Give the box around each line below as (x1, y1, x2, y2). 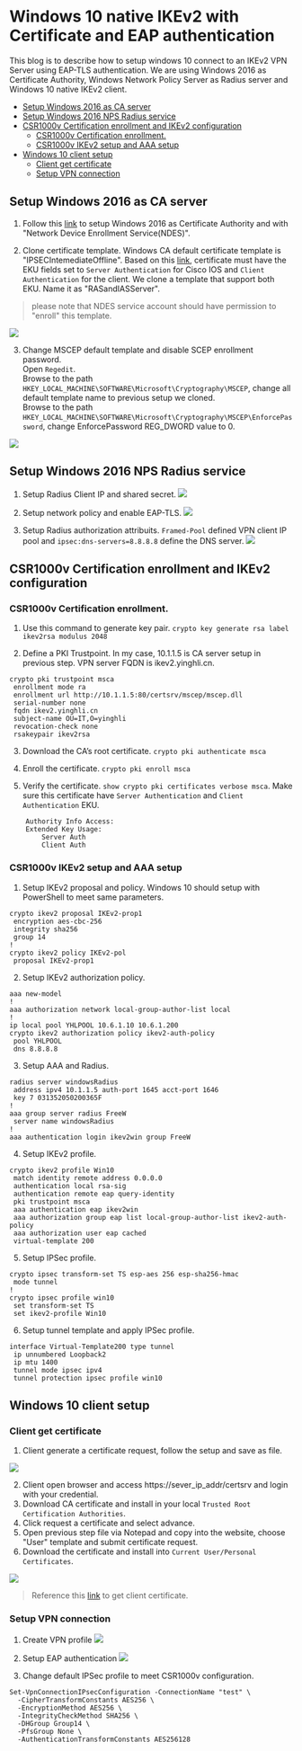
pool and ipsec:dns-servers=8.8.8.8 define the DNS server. (22, 535, 244, 546)
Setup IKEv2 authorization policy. (22, 972, 146, 982)
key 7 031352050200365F (13, 1093, 102, 1102)
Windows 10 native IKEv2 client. (9, 84, 128, 94)
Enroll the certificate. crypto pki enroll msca (22, 763, 191, 774)
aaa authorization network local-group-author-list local (9, 1005, 231, 1014)
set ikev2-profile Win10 (13, 1309, 106, 1318)
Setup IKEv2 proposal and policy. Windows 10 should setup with (22, 882, 261, 893)
